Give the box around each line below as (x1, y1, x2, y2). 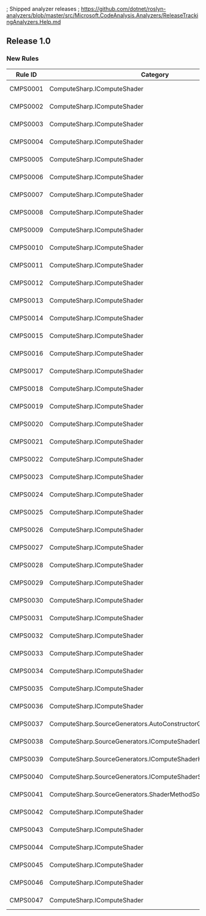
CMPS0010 (9, 243, 44, 252)
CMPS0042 (9, 807, 44, 816)
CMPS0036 (9, 702, 44, 710)
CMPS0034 (9, 666, 44, 675)
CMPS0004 (9, 137, 44, 146)
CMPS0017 (9, 366, 44, 375)
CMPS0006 (9, 172, 44, 181)
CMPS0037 (9, 719, 44, 728)
